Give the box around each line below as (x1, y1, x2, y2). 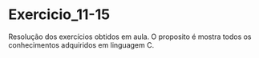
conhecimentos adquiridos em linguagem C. (8, 40, 155, 49)
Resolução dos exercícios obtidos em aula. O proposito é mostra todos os (8, 32, 252, 41)
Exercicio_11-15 (8, 6, 111, 24)
